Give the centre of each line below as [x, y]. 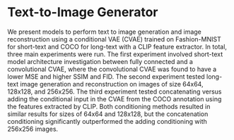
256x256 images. [33, 129]
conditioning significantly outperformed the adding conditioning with [107, 121]
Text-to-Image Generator [83, 12]
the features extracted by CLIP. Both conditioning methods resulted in [109, 106]
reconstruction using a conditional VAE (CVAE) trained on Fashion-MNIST [114, 39]
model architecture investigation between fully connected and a [100, 61]
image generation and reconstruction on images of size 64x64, [112, 84]
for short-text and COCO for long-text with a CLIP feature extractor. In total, [117, 46]
